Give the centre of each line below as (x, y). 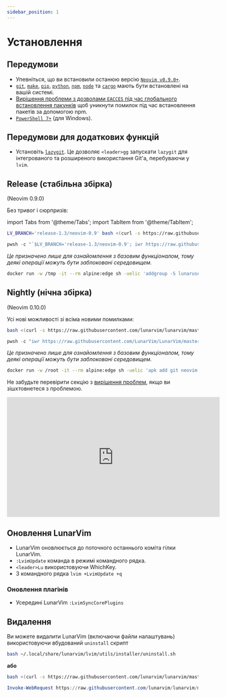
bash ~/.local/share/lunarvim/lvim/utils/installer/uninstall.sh (91, 654)
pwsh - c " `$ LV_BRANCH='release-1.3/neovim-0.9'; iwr (75, 244)
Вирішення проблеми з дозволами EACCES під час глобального (96, 99)
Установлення (45, 42)
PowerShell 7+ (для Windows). (54, 118)
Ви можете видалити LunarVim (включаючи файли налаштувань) (91, 637)
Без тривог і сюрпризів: (38, 210)
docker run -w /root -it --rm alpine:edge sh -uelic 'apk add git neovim (102, 370)
